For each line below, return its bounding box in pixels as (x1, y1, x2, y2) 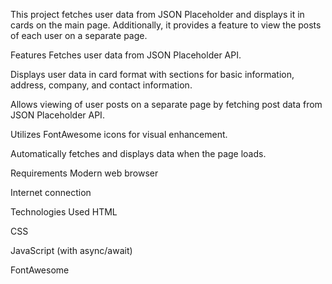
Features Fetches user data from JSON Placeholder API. (10, 49, 242, 61)
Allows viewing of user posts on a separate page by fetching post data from (10, 99, 323, 110)
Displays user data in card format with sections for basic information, (10, 69, 295, 80)
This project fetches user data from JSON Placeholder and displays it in (10, 9, 305, 20)
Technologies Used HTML (10, 206, 118, 218)
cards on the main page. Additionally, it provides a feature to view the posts (10, 19, 322, 31)
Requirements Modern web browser (10, 167, 159, 179)
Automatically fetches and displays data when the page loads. (10, 148, 267, 159)
